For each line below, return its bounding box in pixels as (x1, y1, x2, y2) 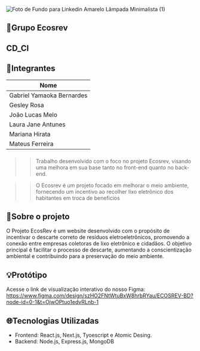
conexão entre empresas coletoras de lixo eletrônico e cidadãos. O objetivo (6, 240, 192, 247)
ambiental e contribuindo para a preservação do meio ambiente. (6, 253, 164, 260)
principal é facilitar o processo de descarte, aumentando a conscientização (6, 246, 192, 253)
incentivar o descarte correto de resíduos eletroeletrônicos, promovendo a (6, 234, 190, 241)
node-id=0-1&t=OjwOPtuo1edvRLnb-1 (6, 299, 99, 306)
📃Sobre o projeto (6, 212, 70, 222)
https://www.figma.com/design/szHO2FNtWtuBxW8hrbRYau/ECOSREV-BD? (6, 292, 194, 299)
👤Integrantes (6, 63, 56, 74)
